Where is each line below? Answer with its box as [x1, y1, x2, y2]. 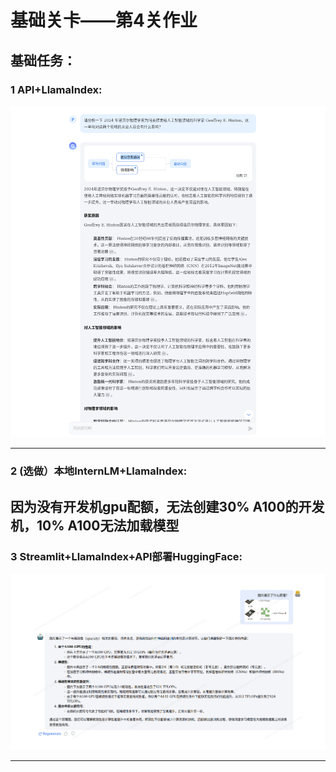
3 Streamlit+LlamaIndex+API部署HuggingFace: [10, 549, 243, 563]
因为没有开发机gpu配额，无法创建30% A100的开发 [10, 498, 325, 515]
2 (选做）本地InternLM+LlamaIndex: [10, 464, 188, 478]
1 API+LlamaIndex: [10, 82, 103, 96]
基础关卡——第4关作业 [10, 9, 198, 32]
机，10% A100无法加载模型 [10, 517, 180, 534]
